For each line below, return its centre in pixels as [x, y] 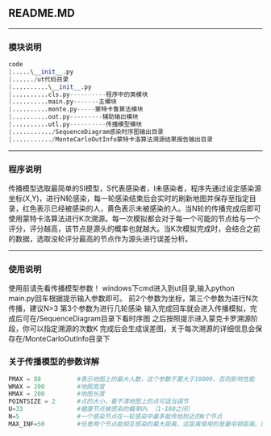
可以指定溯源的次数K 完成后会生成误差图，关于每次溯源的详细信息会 [142, 329]
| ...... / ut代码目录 [39, 79]
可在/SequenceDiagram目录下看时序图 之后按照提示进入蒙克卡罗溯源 [137, 319]
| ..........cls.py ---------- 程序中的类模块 [78, 94]
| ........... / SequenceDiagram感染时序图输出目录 [86, 132]
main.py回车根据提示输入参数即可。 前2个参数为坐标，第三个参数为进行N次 [133, 299]
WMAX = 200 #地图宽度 [56, 387]
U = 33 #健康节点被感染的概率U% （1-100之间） [101, 409]
